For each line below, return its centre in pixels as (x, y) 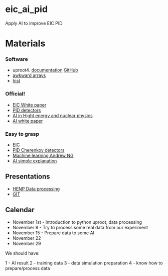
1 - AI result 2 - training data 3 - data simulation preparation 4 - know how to (84, 263)
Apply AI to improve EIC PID (34, 23)
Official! (15, 94)
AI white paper (28, 121)
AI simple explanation (35, 161)
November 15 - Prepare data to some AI (53, 233)
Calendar (20, 210)
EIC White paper (29, 105)
